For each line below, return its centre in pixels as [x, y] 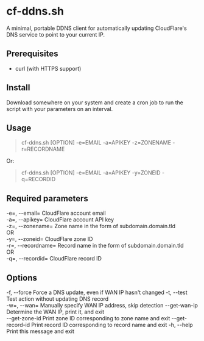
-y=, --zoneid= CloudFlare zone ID [50, 239]
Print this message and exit [40, 331]
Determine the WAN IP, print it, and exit [55, 312]
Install [18, 88]
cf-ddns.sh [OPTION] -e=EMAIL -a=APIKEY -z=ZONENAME [96, 143]
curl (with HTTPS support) [48, 68]
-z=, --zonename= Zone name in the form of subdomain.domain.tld [91, 226]
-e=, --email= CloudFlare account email [56, 213]
